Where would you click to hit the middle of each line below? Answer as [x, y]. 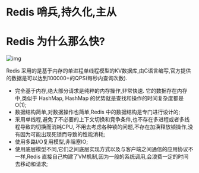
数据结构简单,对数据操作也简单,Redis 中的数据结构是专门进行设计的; [97, 112]
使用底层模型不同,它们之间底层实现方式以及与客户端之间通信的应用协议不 [104, 149]
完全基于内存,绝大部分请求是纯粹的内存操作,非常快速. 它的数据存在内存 [101, 91]
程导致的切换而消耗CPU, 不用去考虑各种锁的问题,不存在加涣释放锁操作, [101, 127]
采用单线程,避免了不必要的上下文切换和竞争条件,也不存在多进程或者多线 [102, 119]
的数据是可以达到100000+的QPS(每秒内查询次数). [67, 78]
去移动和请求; [31, 164]
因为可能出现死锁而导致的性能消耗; [63, 134]
